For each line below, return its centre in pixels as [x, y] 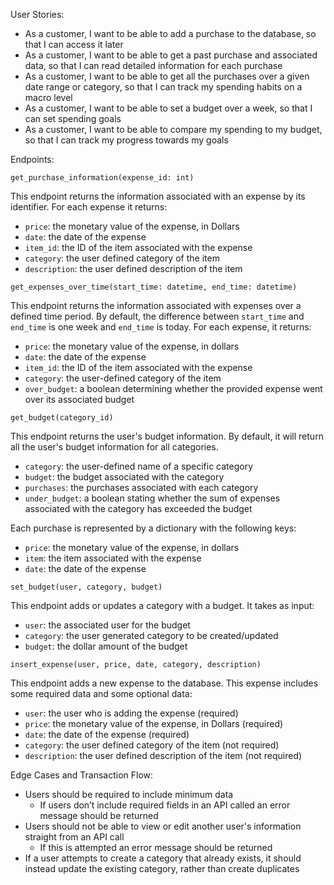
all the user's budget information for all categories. [114, 447]
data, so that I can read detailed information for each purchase [153, 65]
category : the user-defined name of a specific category [139, 466]
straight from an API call [74, 837]
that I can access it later [74, 44]
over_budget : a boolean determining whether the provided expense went [173, 388]
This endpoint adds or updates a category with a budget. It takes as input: [162, 605]
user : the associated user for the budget [107, 625]
